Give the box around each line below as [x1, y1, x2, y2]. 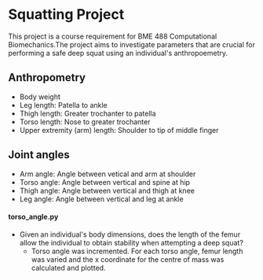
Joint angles [8, 148, 71, 162]
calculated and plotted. [31, 263, 106, 272]
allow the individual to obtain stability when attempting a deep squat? [19, 238, 243, 247]
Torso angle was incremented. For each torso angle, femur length [31, 246, 243, 256]
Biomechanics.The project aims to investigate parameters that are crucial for [8, 39, 255, 49]
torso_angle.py [8, 212, 59, 222]
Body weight [19, 92, 60, 101]
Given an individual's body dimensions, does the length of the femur [19, 230, 241, 239]
